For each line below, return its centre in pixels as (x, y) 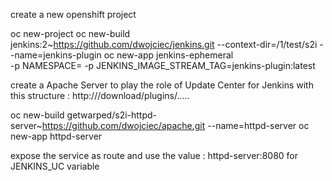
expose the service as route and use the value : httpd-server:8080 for (154, 155)
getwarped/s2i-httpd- (112, 115)
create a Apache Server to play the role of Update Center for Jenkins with (162, 85)
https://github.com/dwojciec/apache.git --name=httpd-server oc (175, 125)
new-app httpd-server (56, 136)
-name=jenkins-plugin (56, 55)
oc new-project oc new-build (70, 33)
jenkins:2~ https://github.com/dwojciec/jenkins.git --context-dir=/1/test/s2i (164, 44)
